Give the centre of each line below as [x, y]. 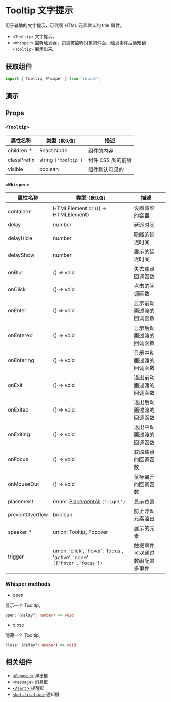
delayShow [21, 255]
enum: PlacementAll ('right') [89, 501]
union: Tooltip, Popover [80, 532]
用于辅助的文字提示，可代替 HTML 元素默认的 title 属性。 [65, 25]
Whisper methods [28, 584]
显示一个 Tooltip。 [24, 605]
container [19, 211]
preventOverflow [28, 515]
